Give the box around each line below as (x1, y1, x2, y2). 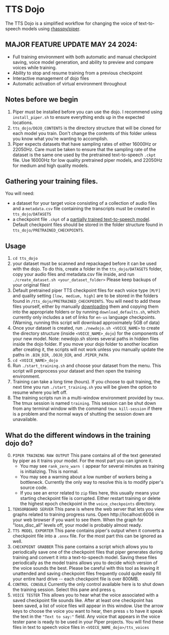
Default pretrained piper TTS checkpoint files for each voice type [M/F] (12, 287, 161, 294)
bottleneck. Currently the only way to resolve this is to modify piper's (20, 479, 164, 485)
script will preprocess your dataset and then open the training (12, 368, 141, 374)
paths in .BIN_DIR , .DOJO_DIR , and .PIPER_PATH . (12, 352, 109, 358)
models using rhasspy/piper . (22, 25, 81, 31)
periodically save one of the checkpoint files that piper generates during (12, 549, 163, 555)
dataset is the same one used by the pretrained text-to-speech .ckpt (12, 152, 156, 158)
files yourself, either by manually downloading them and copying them (12, 303, 159, 309)
